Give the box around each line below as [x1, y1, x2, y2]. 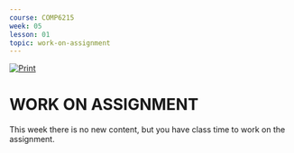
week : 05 [9, 22, 42, 31]
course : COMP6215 [9, 13, 75, 22]
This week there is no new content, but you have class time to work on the [9, 124, 286, 135]
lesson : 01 [9, 30, 51, 39]
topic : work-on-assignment [9, 38, 111, 48]
